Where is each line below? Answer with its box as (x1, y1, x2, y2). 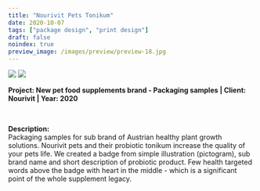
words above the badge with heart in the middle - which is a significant (8, 166, 237, 175)
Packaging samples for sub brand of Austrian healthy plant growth (8, 132, 222, 142)
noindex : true (8, 41, 55, 49)
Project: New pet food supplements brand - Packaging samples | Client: (8, 85, 247, 95)
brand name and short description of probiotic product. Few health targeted (8, 157, 253, 167)
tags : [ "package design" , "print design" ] (8, 26, 149, 34)
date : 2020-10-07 (8, 19, 65, 27)
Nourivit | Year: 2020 (8, 94, 78, 103)
